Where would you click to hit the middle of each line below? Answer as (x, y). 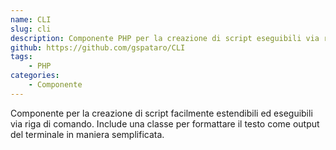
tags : (21, 57)
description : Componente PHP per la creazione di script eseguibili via (165, 38)
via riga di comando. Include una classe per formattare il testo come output (165, 123)
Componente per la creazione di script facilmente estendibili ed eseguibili (161, 113)
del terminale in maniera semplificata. (87, 134)
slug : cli (31, 29)
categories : (35, 76)
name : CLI (31, 19)
